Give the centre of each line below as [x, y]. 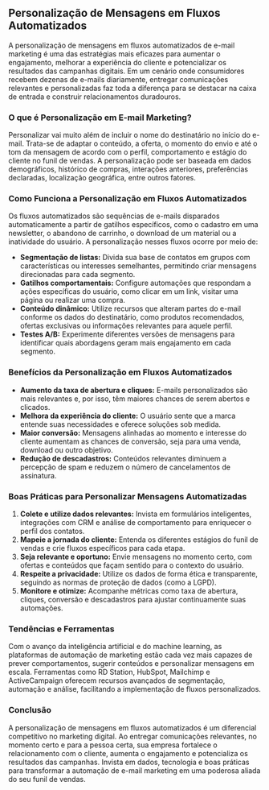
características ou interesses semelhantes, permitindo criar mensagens [138, 266]
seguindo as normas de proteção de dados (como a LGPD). [118, 582]
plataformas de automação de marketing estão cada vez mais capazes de [130, 655]
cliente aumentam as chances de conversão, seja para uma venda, [130, 441]
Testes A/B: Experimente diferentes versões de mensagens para [127, 334]
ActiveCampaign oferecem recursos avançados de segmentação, [117, 680]
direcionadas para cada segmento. [77, 275]
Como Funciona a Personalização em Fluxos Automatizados [128, 199]
